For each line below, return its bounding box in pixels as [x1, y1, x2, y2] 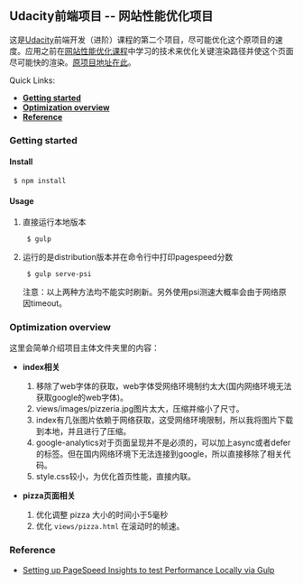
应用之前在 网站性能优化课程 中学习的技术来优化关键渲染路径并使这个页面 [24, 45, 294, 56]
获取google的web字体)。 [35, 392, 129, 403]
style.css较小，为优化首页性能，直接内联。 [35, 471, 197, 482]
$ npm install [13, 176, 67, 185]
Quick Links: [9, 75, 56, 86]
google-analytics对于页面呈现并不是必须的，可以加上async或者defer [35, 437, 291, 449]
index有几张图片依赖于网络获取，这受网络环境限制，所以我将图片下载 [35, 414, 294, 426]
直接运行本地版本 [22, 217, 87, 227]
